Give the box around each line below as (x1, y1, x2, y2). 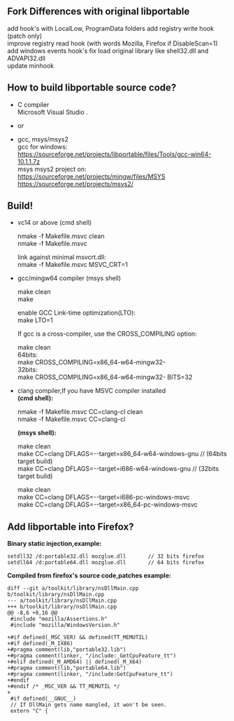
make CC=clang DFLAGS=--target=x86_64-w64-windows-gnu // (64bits (17, 450, 227, 458)
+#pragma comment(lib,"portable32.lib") (7, 646, 127, 654)
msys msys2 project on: (17, 165, 87, 173)
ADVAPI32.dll (7, 54, 45, 62)
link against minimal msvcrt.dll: (17, 253, 106, 261)
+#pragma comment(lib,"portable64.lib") (7, 665, 127, 672)
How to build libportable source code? (7, 82, 177, 94)
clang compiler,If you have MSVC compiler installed (17, 387, 166, 395)
